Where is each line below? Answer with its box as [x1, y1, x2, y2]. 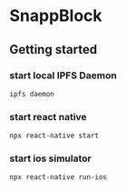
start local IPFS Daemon [9, 69, 118, 82]
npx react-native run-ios [9, 173, 107, 182]
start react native [9, 110, 88, 123]
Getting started [9, 42, 98, 57]
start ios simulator [9, 152, 92, 165]
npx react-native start [9, 131, 100, 141]
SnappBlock [9, 5, 102, 26]
